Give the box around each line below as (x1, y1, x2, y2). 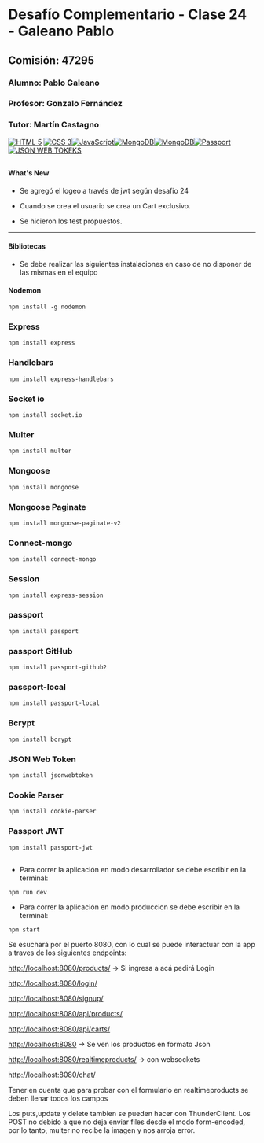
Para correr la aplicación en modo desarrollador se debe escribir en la (19, 865, 247, 874)
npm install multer (8, 447, 72, 455)
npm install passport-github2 (8, 663, 108, 672)
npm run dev (8, 888, 47, 896)
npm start (8, 926, 41, 934)
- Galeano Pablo (8, 22, 115, 40)
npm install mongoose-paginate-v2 (8, 519, 122, 527)
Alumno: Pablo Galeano (8, 77, 100, 88)
